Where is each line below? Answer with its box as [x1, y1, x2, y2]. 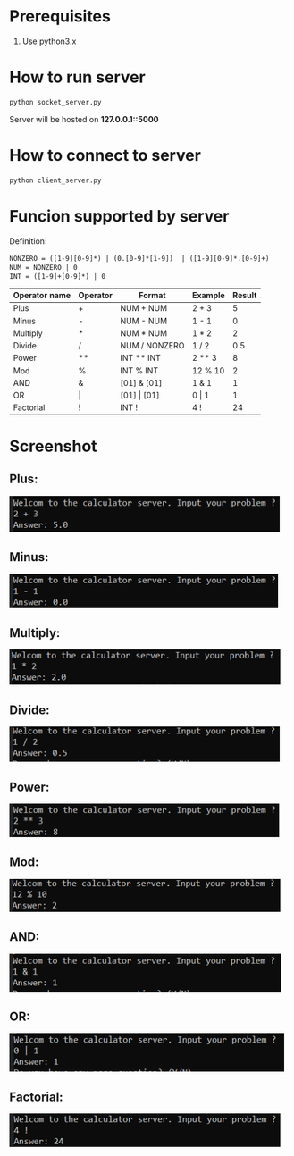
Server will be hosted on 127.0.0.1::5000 [9, 113, 159, 124]
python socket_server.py [9, 97, 102, 106]
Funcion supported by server [9, 205, 230, 226]
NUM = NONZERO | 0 [9, 263, 78, 272]
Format [138, 290, 167, 300]
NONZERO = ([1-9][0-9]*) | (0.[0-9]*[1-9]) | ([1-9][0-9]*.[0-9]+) [9, 254, 270, 263]
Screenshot [9, 436, 97, 457]
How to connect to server [9, 145, 201, 165]
